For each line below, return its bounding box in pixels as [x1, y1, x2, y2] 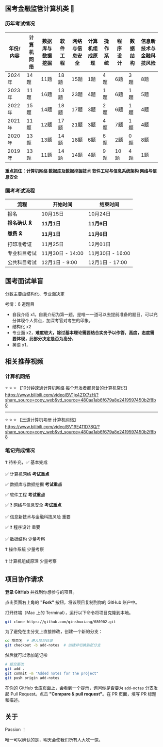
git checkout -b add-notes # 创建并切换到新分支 [5, 643, 101, 648]
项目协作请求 [5, 575, 44, 583]
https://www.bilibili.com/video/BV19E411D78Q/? [5, 424, 100, 430]
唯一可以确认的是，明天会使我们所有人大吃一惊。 [5, 737, 103, 743]
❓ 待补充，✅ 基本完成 [5, 459, 48, 465]
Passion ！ [5, 726, 27, 732]
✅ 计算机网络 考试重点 [5, 471, 49, 477]
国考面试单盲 [5, 277, 44, 285]
